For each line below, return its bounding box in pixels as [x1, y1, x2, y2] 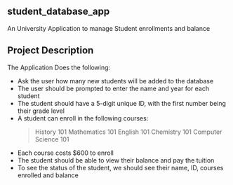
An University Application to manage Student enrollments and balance [7, 24, 211, 32]
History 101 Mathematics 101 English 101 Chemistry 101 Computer [34, 128, 222, 136]
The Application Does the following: [7, 63, 111, 71]
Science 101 [34, 135, 69, 143]
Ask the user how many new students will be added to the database [17, 76, 214, 85]
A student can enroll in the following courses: [17, 114, 149, 122]
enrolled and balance [17, 171, 79, 179]
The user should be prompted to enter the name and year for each [17, 84, 210, 92]
